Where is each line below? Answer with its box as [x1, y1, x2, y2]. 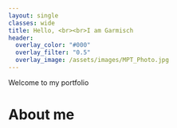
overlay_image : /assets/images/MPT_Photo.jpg [15, 56, 170, 64]
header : [8, 33, 34, 42]
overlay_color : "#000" [15, 41, 91, 49]
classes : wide [8, 19, 56, 27]
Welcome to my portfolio [8, 77, 89, 87]
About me [8, 106, 75, 124]
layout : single [8, 11, 59, 20]
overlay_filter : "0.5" [15, 48, 91, 56]
